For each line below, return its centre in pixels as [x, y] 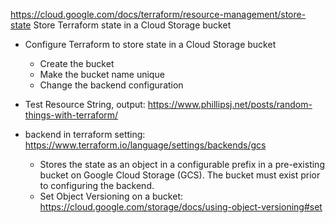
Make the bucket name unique [102, 74]
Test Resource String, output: [85, 104]
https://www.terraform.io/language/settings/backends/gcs [145, 145]
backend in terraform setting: [85, 134]
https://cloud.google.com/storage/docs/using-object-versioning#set [181, 207]
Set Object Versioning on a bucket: [111, 196]
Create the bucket [77, 63]
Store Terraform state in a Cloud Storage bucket [132, 25]
